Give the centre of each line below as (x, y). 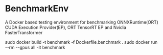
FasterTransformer (24, 32)
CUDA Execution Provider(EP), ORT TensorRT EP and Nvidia (66, 27)
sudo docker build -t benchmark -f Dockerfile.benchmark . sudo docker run (81, 42)
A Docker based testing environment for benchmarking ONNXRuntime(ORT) (82, 22)
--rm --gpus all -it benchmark (35, 47)
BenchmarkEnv (37, 9)
